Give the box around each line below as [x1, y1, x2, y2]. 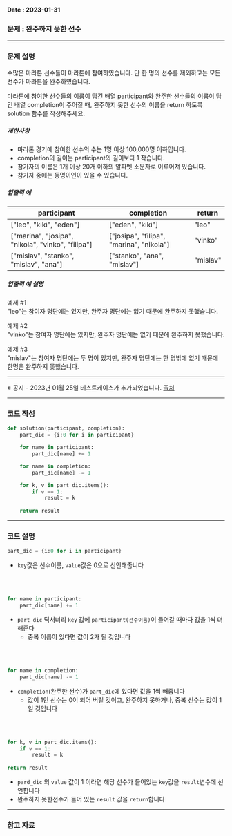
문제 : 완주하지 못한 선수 [7, 24, 81, 34]
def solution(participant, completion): [7, 425, 126, 432]
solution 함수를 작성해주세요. [7, 109, 85, 117]
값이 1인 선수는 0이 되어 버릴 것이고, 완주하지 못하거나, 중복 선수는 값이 [27, 695, 218, 704]
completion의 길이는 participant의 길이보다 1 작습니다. [17, 154, 165, 162]
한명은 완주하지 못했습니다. [7, 363, 79, 371]
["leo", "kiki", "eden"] [10, 220, 80, 229]
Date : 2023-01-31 [7, 6, 61, 14]
